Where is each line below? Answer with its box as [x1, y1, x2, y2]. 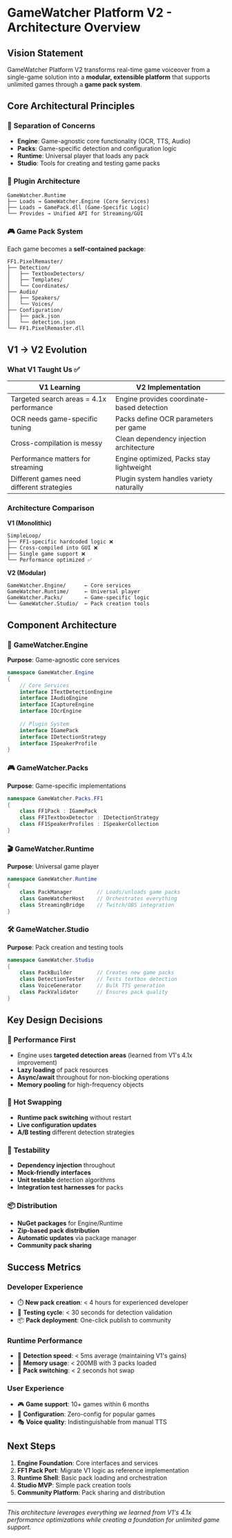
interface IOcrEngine [19, 708, 81, 715]
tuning [10, 423, 32, 432]
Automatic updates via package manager [17, 1234, 137, 1242]
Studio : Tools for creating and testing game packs [17, 159, 160, 167]
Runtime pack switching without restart [17, 1113, 132, 1122]
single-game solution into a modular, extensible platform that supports [7, 73, 211, 81]
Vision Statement [7, 47, 84, 59]
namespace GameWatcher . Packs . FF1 [7, 795, 104, 802]
